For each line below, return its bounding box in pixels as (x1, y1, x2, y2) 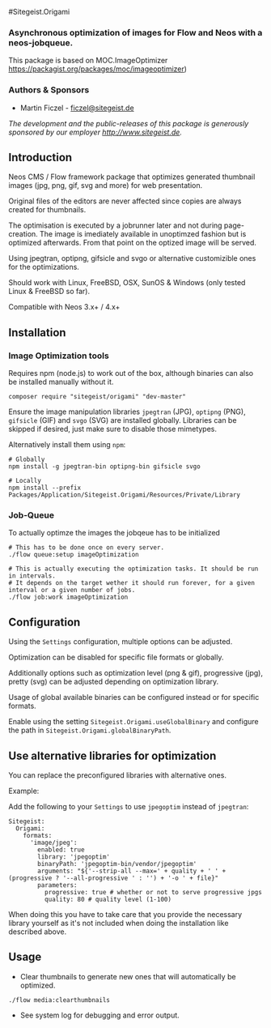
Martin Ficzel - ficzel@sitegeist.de (19, 103, 135, 113)
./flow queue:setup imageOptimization (8, 551, 139, 559)
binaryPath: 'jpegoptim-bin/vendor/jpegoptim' (37, 860, 197, 868)
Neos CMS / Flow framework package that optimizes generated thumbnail (8, 172, 256, 181)
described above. (8, 927, 67, 936)
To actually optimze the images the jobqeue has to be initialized (8, 528, 221, 538)
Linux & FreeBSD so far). (8, 287, 91, 296)
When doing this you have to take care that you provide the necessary (8, 910, 243, 919)
